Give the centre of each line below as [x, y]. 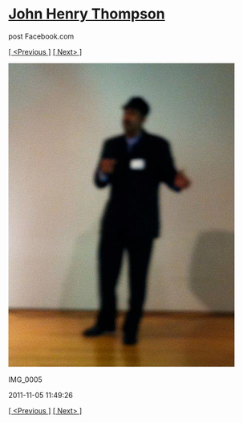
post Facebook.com [41, 36]
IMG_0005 [25, 380]
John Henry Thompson [87, 14]
